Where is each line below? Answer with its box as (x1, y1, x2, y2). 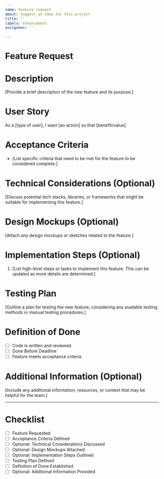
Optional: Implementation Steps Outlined (12, 452, 94, 458)
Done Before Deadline (12, 348, 57, 354)
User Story (5, 106, 50, 117)
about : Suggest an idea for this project (5, 12, 91, 17)
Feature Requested (12, 430, 51, 436)
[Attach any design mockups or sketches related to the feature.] (5, 232, 134, 238)
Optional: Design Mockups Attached (12, 447, 85, 453)
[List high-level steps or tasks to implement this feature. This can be (12, 266, 149, 271)
